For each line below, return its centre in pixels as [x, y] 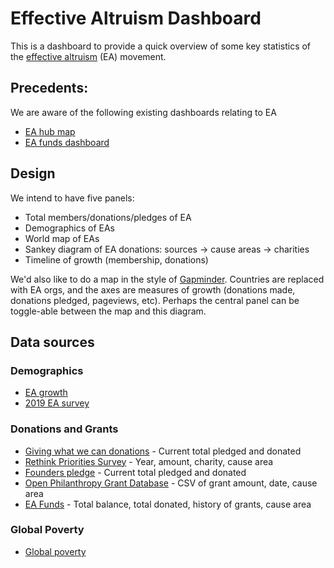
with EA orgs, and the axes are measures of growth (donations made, [153, 289]
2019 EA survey [57, 403]
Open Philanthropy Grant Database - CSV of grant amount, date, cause [171, 483]
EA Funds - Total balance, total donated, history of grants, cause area [168, 504]
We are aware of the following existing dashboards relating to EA [143, 112]
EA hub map [50, 131]
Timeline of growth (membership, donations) [116, 259]
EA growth [46, 393]
